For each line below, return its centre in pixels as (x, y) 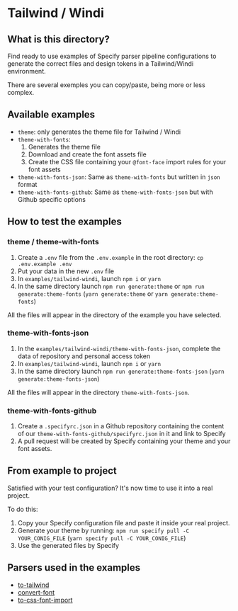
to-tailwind (33, 585)
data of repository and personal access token (84, 356)
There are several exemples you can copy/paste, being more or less (106, 85)
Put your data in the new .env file (66, 271)
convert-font (36, 592)
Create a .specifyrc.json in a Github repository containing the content (121, 426)
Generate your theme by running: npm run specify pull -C (103, 530)
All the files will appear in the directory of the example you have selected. (114, 315)
